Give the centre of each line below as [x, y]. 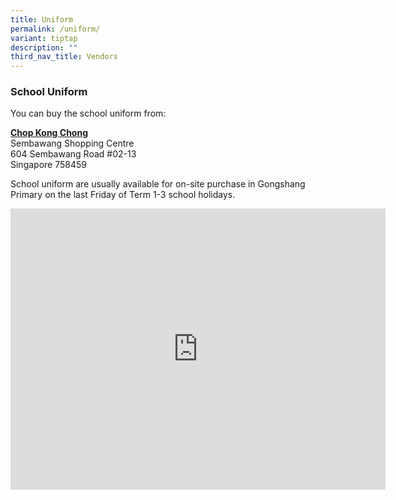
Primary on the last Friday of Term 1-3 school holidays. [123, 195]
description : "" [44, 47]
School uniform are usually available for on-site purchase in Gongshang [158, 184]
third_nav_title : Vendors [64, 57]
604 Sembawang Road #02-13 [73, 154]
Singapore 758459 [48, 165]
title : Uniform [42, 19]
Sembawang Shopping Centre [72, 143]
